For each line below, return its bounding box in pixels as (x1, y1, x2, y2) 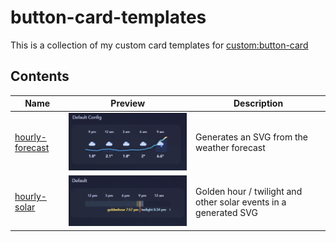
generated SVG (195, 206, 258, 218)
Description (233, 97, 284, 110)
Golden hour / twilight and (195, 185, 303, 197)
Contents (10, 68, 70, 85)
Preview (110, 97, 146, 110)
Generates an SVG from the (195, 131, 308, 143)
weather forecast (195, 142, 266, 154)
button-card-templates (10, 6, 207, 29)
